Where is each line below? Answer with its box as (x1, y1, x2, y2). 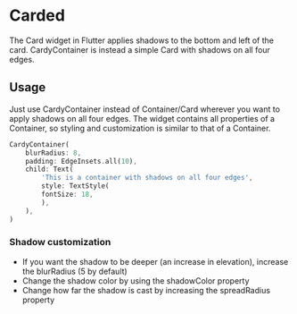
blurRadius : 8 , (25, 149, 82, 157)
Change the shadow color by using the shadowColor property (21, 275, 250, 286)
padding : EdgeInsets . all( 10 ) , (25, 157, 138, 165)
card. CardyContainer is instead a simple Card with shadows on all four (9, 44, 270, 55)
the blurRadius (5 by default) (21, 266, 128, 276)
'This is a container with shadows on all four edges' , (41, 174, 253, 182)
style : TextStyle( (41, 182, 110, 191)
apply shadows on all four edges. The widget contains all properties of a (9, 113, 275, 123)
